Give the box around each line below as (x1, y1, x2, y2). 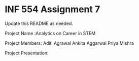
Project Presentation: (5, 50, 49, 56)
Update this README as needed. (5, 20, 73, 26)
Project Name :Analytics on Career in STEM (5, 30, 96, 36)
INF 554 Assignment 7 (5, 4, 100, 15)
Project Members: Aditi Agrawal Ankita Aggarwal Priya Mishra (5, 40, 134, 46)
